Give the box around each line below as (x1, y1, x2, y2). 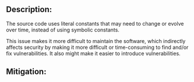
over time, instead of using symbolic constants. (6, 26, 119, 33)
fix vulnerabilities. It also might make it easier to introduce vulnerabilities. (6, 49, 181, 57)
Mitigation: (6, 67, 47, 77)
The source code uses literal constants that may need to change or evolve (6, 20, 184, 27)
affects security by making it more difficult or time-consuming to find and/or (6, 44, 189, 51)
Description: (6, 5, 52, 15)
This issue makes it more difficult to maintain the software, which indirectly (6, 37, 186, 44)
